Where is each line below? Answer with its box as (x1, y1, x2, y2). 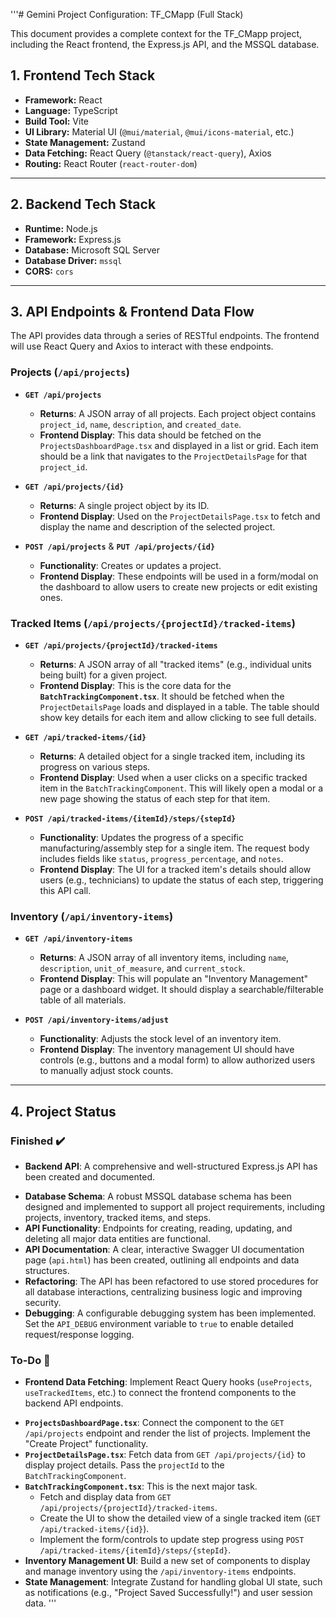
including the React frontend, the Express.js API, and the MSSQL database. (10, 39, 320, 50)
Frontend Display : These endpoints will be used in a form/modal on (39, 570, 319, 582)
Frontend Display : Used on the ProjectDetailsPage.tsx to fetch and (39, 510, 321, 522)
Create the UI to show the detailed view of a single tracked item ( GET (39, 1512, 321, 1524)
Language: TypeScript (24, 104, 118, 116)
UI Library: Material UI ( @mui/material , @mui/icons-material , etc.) (24, 125, 295, 138)
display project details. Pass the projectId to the (24, 1459, 225, 1471)
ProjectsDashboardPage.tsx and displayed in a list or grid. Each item (39, 439, 319, 451)
